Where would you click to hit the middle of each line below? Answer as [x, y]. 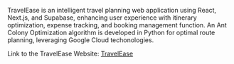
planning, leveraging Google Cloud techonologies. [81, 40]
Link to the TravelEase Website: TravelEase [70, 53]
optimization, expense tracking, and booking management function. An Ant [117, 25]
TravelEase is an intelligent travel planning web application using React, [112, 10]
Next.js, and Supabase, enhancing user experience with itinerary [102, 18]
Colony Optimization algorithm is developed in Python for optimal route [111, 32]
